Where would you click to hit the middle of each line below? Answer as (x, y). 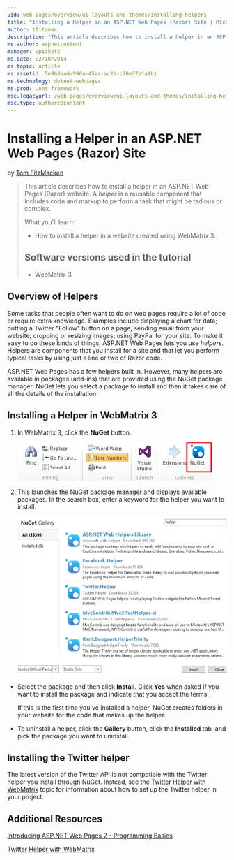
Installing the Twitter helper (69, 758)
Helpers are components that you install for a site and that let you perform (113, 350)
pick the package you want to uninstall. (73, 736)
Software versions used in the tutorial (108, 257)
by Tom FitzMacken (36, 173)
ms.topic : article (34, 66)
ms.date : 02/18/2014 (37, 59)
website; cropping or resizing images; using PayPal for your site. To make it (115, 335)
